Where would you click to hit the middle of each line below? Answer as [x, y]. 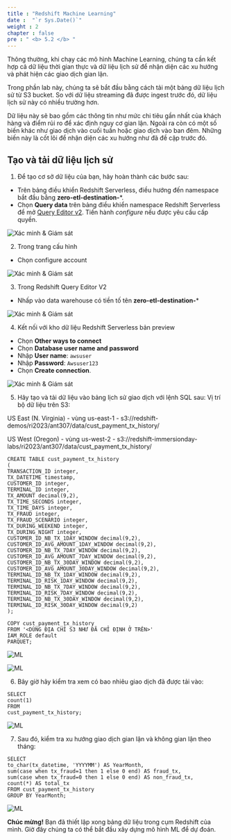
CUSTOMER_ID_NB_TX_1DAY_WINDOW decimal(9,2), [74, 538]
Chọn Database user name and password [78, 348]
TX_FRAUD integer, [34, 514]
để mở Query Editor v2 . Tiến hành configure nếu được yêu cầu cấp [113, 212]
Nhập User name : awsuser [54, 355]
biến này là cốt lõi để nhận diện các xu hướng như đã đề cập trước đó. [107, 138]
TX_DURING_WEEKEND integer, [48, 526]
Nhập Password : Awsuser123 [58, 363]
